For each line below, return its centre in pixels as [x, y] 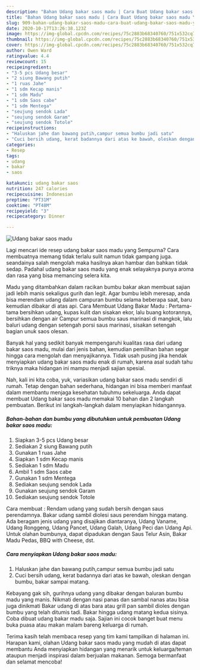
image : [14, 34]
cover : [14, 45]
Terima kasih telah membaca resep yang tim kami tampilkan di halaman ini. [98, 637]
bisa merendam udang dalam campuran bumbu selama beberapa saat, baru [99, 300]
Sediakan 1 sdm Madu [42, 466]
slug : [13, 23]
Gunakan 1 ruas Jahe [40, 453]
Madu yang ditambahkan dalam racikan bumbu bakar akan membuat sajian [98, 287]
